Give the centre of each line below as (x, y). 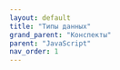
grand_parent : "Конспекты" (60, 35)
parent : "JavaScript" (50, 43)
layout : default (40, 18)
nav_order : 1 (34, 52)
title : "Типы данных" (50, 26)
